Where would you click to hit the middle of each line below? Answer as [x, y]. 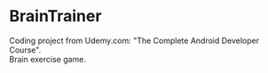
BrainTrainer [55, 16]
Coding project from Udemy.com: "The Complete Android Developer [134, 40]
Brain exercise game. [48, 59]
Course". [25, 49]
